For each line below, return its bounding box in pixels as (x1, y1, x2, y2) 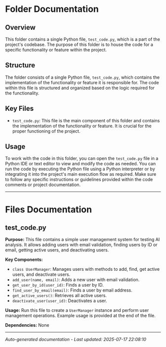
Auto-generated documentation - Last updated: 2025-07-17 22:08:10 (5, 337, 147, 343)
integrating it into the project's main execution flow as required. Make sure (5, 171, 157, 177)
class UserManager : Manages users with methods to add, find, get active (12, 266, 160, 272)
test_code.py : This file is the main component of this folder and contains (12, 117, 160, 123)
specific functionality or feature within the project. (5, 47, 107, 52)
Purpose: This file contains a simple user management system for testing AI (5, 237, 160, 243)
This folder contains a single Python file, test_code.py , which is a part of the (5, 36, 161, 42)
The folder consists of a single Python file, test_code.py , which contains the (5, 74, 160, 80)
